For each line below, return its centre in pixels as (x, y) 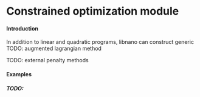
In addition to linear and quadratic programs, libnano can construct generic (100, 42)
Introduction (22, 28)
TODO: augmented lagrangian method (54, 48)
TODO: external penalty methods (48, 60)
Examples (19, 74)
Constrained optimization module (93, 11)
